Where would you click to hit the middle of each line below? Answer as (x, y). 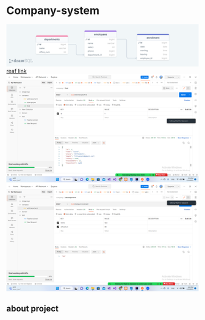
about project (33, 308)
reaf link (17, 71)
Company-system (53, 11)
